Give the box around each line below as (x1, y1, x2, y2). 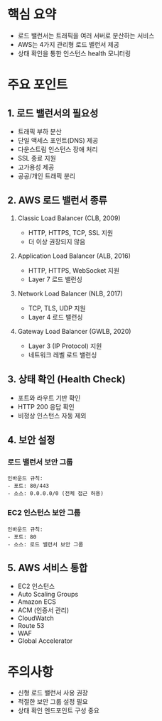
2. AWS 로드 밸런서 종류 (7, 195, 108, 207)
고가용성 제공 (17, 163, 55, 171)
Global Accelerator (17, 636, 73, 645)
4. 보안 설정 (7, 434, 55, 446)
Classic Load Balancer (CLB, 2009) (17, 214, 121, 222)
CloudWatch (17, 614, 55, 622)
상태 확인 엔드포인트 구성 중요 (17, 706, 99, 715)
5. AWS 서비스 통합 (7, 562, 88, 574)
